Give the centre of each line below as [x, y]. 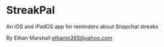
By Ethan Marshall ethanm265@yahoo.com [59, 38]
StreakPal [31, 10]
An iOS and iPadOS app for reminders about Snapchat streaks [82, 26]
